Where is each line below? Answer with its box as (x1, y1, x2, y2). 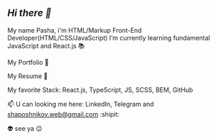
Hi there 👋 (7, 7, 52, 19)
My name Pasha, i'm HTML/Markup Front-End (7, 26, 142, 34)
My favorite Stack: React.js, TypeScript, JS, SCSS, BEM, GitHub (7, 85, 193, 94)
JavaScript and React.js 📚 (7, 41, 85, 50)
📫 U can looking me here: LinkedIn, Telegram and (7, 99, 154, 108)
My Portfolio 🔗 (7, 58, 49, 66)
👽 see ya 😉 (7, 124, 43, 132)
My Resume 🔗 (7, 72, 48, 80)
